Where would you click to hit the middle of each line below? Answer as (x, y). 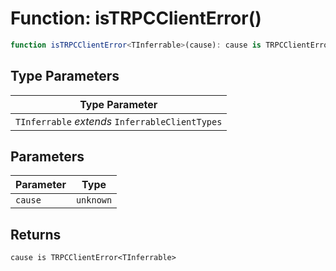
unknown (94, 200)
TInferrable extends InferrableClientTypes (119, 121)
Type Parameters (65, 76)
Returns (36, 234)
